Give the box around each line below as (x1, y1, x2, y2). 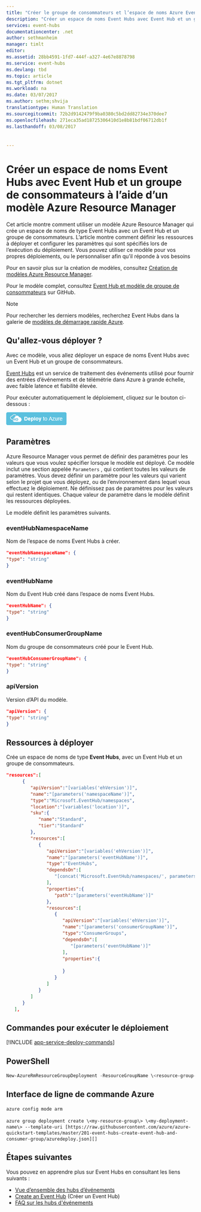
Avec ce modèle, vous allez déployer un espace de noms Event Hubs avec (6, 351, 190, 359)
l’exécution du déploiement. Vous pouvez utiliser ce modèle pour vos (6, 246, 176, 254)
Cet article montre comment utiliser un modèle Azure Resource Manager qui (6, 221, 194, 228)
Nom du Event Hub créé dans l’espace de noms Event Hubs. (6, 590, 155, 597)
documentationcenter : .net (6, 29, 74, 35)
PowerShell (6, 1056, 50, 1066)
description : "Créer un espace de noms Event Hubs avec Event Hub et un (6, 16, 191, 22)
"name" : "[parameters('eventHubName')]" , (46, 855, 148, 861)
